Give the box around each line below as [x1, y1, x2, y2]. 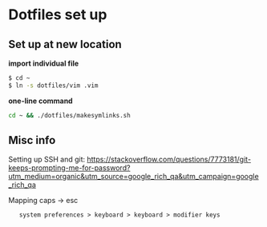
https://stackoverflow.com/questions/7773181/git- [87, 154, 251, 165]
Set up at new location [8, 38, 122, 51]
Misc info [8, 133, 56, 147]
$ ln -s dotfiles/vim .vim [8, 82, 99, 90]
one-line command [8, 96, 74, 106]
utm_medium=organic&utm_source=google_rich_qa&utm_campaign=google [8, 172, 259, 181]
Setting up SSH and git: [8, 154, 86, 165]
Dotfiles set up [8, 6, 107, 24]
